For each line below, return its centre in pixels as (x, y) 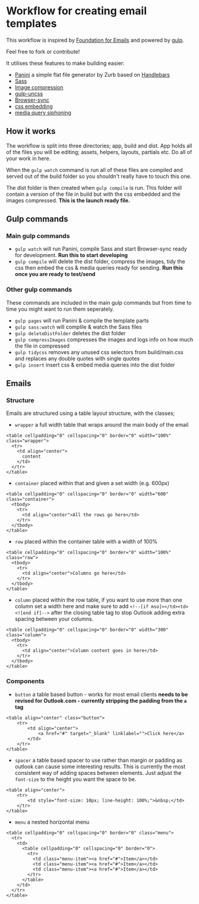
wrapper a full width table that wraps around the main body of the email (102, 425)
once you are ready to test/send (55, 274)
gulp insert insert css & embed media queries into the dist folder (95, 365)
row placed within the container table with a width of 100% (86, 542)
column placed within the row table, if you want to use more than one (98, 600)
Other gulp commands (39, 290)
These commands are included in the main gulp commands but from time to (99, 302)
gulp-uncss (29, 93)
